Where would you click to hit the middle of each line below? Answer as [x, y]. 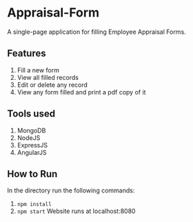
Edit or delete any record [52, 85]
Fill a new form [38, 70]
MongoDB [31, 130]
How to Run [32, 174]
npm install [34, 205]
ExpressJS [32, 145]
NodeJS [29, 138]
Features [27, 53]
